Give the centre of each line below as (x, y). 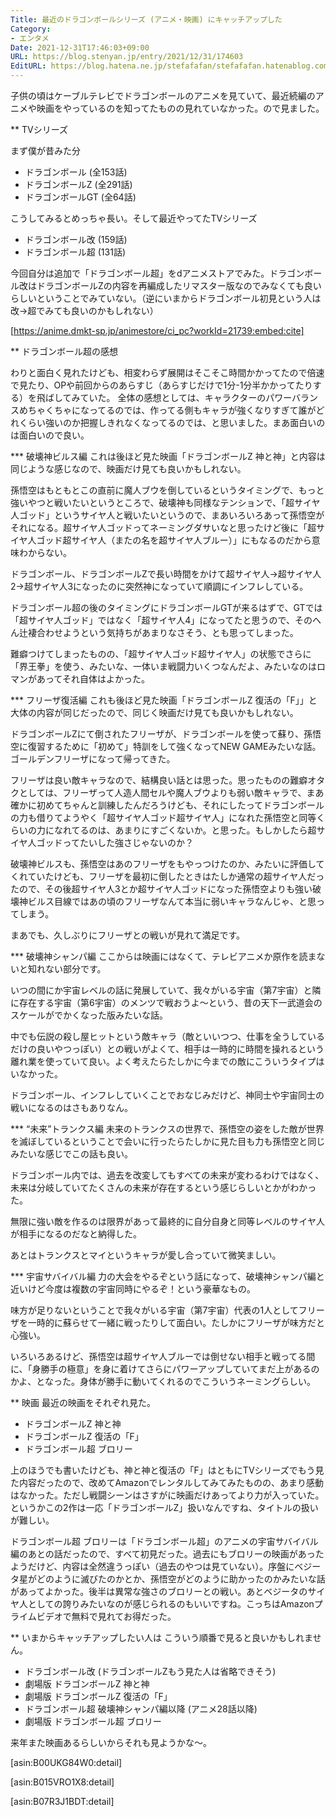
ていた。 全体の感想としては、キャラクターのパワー (186, 397)
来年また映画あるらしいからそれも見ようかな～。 (111, 1742)
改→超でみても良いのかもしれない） (84, 310)
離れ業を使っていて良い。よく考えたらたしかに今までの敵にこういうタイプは (167, 1061)
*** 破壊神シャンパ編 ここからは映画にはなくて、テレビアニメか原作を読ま (163, 956)
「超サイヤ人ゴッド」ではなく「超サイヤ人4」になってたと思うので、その (161, 620)
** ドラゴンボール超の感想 (64, 351)
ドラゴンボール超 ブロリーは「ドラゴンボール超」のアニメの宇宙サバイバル (164, 1541)
